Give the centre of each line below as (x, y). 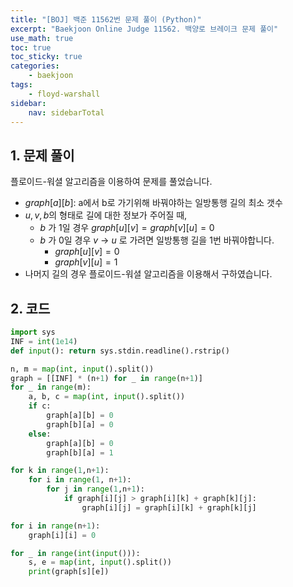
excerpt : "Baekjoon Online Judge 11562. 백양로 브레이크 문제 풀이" (144, 29)
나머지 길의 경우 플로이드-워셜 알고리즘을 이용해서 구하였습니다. (148, 274)
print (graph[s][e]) (69, 572)
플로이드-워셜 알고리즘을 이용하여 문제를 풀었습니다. (111, 182)
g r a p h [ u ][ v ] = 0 (87, 252)
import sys (33, 332)
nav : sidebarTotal (66, 112)
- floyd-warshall (64, 94)
